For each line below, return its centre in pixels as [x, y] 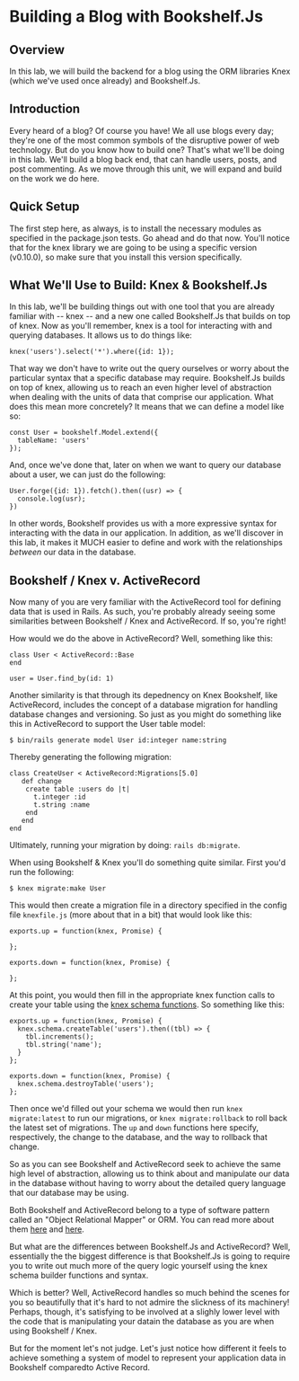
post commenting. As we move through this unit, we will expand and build [146, 169]
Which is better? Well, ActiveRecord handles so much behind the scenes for [149, 1293]
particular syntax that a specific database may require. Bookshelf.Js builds [147, 378]
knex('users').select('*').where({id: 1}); [92, 352]
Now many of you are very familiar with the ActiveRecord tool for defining [145, 602]
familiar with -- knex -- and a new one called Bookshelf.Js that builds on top [150, 316]
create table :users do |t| [78, 789]
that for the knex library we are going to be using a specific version [133, 247]
